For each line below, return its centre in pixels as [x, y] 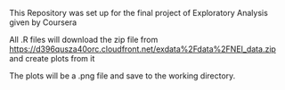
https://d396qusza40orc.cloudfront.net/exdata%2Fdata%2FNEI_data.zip [142, 49]
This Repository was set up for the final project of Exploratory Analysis [139, 13]
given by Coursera [43, 22]
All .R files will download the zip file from [84, 40]
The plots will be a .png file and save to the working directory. [122, 76]
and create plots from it [52, 58]
